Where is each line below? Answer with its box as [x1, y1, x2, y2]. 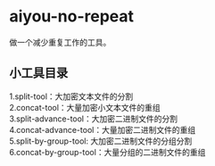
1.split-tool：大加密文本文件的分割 [9, 91, 134, 102]
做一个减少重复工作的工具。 [9, 37, 112, 47]
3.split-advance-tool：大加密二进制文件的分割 [9, 113, 178, 124]
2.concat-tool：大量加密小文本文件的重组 [9, 102, 161, 112]
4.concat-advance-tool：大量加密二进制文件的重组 [9, 124, 196, 135]
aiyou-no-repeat [9, 6, 135, 27]
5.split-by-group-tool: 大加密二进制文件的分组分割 [9, 136, 193, 146]
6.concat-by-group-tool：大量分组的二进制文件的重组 [9, 146, 206, 157]
